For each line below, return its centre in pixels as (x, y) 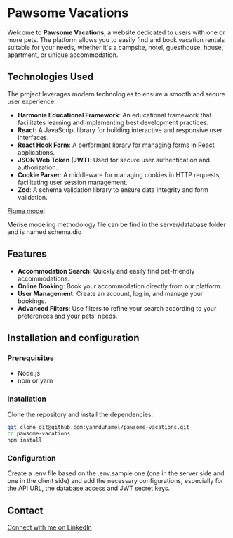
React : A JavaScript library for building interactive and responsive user (120, 130)
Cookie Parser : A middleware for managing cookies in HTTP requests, (119, 174)
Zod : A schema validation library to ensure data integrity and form (113, 190)
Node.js (29, 373)
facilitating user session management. (72, 182)
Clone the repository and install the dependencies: (80, 414)
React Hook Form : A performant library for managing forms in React (116, 145)
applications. (36, 152)
